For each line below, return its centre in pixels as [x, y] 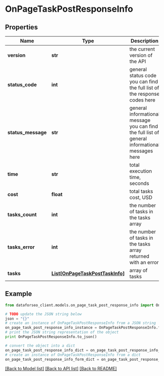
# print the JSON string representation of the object [62, 332]
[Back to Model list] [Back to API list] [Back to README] [61, 369]
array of [138, 270]
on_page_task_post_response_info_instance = [51, 328]
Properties [21, 27]
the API [138, 61]
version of [141, 55]
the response [144, 94]
